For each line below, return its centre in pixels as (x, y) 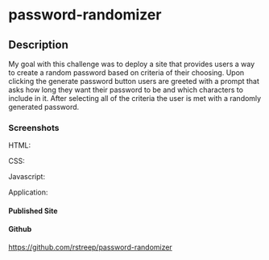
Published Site (33, 211)
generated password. (44, 107)
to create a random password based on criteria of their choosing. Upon (126, 73)
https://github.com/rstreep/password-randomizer (91, 247)
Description (38, 45)
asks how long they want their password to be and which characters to (126, 90)
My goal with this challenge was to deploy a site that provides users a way (132, 64)
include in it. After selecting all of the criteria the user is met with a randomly (135, 98)
